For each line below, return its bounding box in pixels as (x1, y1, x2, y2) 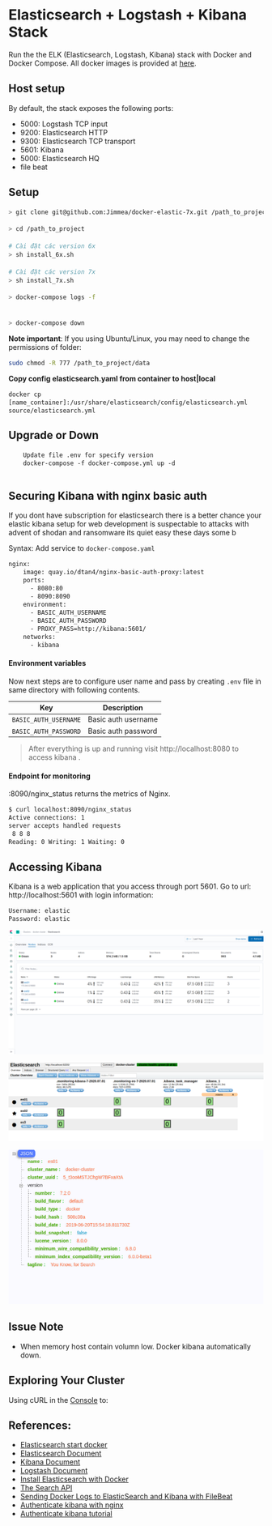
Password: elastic (8, 915, 70, 923)
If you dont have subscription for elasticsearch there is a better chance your (8, 510, 261, 520)
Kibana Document (19, 1457, 81, 1467)
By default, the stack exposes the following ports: (8, 103, 174, 113)
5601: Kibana (19, 144, 64, 155)
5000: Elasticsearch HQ (19, 153, 100, 163)
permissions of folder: (8, 342, 83, 352)
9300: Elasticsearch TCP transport (19, 136, 136, 146)
